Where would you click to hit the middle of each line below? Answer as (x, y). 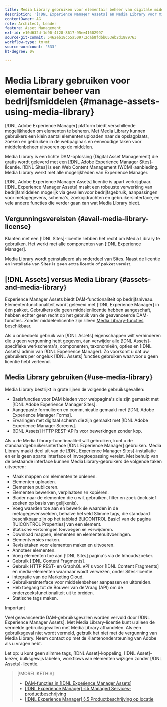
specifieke (16, 346)
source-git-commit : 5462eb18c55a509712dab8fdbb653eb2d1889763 (71, 38)
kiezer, (12, 658)
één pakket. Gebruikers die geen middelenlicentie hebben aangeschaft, (78, 310)
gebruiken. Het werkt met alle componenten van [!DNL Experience (73, 244)
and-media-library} (36, 287)
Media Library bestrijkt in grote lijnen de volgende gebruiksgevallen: (75, 389)
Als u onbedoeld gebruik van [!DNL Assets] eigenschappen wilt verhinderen (83, 336)
